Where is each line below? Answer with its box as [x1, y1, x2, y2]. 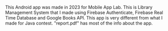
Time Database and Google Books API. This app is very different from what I [5, 15, 163, 20]
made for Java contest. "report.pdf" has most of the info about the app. [5, 20, 153, 26]
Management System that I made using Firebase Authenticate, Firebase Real [5, 9, 163, 15]
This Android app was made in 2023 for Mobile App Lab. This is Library [5, 4, 153, 10]
